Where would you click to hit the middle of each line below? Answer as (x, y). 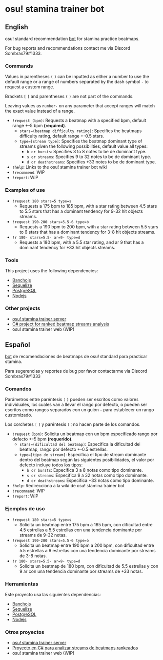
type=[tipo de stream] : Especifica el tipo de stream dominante (83, 455)
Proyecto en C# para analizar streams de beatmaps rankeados (75, 648)
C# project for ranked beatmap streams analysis (61, 324)
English (17, 27)
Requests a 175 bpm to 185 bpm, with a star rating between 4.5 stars (88, 206)
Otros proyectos (25, 632)
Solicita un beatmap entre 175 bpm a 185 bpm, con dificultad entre (86, 524)
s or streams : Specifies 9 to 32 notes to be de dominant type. (89, 157)
